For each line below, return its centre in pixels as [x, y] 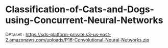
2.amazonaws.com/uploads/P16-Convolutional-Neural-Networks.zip [77, 40]
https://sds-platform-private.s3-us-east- [68, 34]
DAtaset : [15, 34]
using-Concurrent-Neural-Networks [84, 20]
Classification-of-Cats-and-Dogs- [80, 9]
